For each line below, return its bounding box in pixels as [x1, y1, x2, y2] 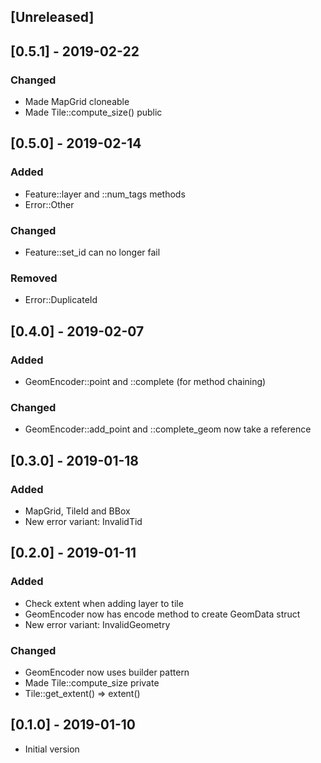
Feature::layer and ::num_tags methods [24, 188, 186, 200]
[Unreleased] [10, 9, 95, 26]
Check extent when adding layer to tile [24, 597, 184, 609]
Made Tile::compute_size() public [24, 106, 163, 119]
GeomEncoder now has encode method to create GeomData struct [24, 608, 301, 620]
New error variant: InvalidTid [24, 516, 143, 528]
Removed [10, 271, 58, 285]
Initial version [24, 743, 80, 755]
